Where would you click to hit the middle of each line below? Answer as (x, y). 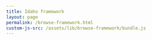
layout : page (22, 17)
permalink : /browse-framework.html (50, 22)
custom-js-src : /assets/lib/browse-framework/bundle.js (76, 28)
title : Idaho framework (35, 11)
